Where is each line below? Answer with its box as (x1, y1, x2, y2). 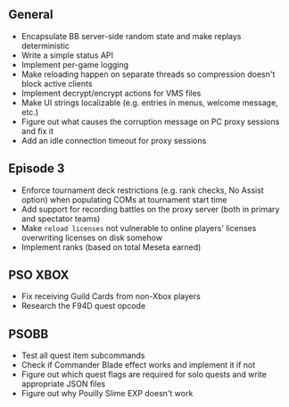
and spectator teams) (21, 213, 101, 224)
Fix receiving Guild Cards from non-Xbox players (21, 291, 202, 302)
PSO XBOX (8, 268, 70, 283)
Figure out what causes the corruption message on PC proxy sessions (21, 116, 280, 127)
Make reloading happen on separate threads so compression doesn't (21, 69, 276, 79)
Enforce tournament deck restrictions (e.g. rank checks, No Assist (21, 185, 264, 195)
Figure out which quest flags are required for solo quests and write (21, 370, 267, 380)
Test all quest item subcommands (21, 350, 145, 361)
